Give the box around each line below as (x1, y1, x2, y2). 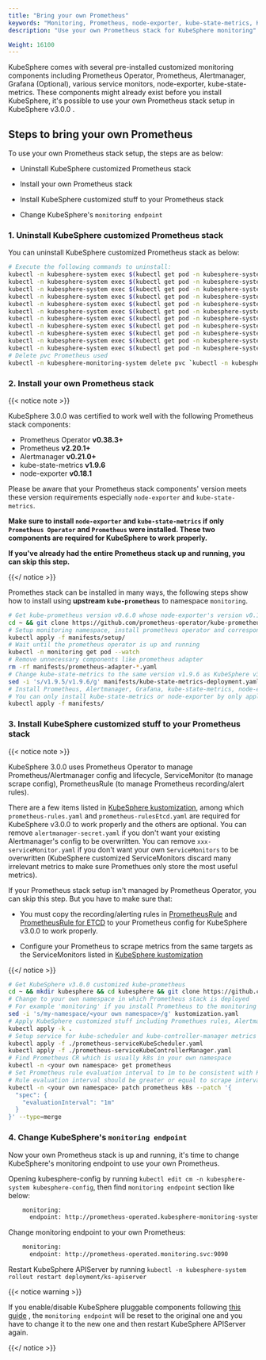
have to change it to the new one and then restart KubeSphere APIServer (8, 1320, 246, 1328)
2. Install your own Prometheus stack (8, 377, 154, 389)
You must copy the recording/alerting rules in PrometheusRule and (19, 909, 237, 918)
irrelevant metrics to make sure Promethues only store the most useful (8, 861, 238, 871)
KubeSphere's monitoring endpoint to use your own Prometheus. (8, 1159, 220, 1168)
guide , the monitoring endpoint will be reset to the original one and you (8, 1311, 243, 1320)
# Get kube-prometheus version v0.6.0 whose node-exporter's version (8, 611, 243, 619)
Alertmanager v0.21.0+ (19, 451, 97, 461)
